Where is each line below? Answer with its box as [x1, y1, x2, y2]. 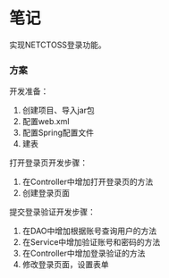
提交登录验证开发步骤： [9, 206, 96, 217]
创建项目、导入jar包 [21, 105, 96, 116]
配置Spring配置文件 [21, 127, 95, 139]
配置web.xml [21, 116, 70, 127]
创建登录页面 [21, 188, 70, 198]
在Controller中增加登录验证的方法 [21, 248, 146, 259]
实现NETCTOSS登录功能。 [9, 39, 107, 50]
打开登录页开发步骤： [9, 157, 88, 168]
